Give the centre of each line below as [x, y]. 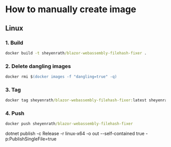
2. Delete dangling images [38, 66]
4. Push [15, 113]
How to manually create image [71, 9]
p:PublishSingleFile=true [31, 139]
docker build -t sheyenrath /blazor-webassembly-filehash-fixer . [76, 53]
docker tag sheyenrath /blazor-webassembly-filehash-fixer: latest [76, 100]
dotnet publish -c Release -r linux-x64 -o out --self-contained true [75, 134]
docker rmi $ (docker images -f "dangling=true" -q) [61, 77]
